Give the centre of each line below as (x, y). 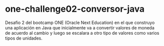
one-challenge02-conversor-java (75, 9)
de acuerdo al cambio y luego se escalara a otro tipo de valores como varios (82, 33)
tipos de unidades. (24, 38)
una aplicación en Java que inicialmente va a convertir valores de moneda (80, 27)
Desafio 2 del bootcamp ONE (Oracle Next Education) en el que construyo (80, 23)
